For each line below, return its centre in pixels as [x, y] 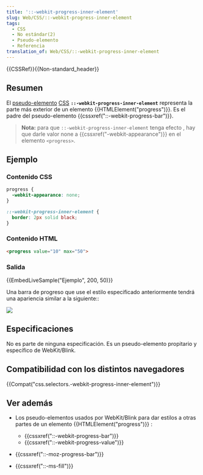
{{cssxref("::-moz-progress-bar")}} [59, 454]
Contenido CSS [30, 177]
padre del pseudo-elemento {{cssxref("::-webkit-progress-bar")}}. [90, 116]
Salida [16, 267]
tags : [13, 23]
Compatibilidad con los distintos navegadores [95, 369]
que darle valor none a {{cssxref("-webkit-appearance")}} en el [101, 134]
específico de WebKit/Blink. [41, 350]
